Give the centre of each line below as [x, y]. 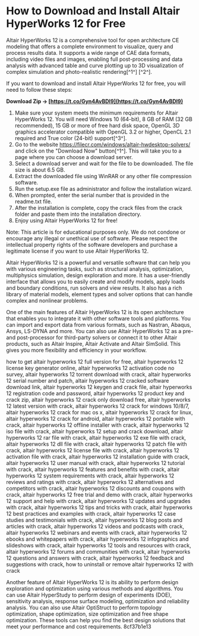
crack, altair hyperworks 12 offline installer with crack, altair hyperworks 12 [98, 425]
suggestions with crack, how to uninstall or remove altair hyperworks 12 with [100, 564]
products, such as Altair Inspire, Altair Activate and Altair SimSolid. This [94, 343]
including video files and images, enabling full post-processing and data [94, 59]
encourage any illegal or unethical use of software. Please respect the [92, 238]
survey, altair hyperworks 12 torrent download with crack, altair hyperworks [99, 374]
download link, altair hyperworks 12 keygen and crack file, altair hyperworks [99, 387]
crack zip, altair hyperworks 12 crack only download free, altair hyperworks [99, 399]
